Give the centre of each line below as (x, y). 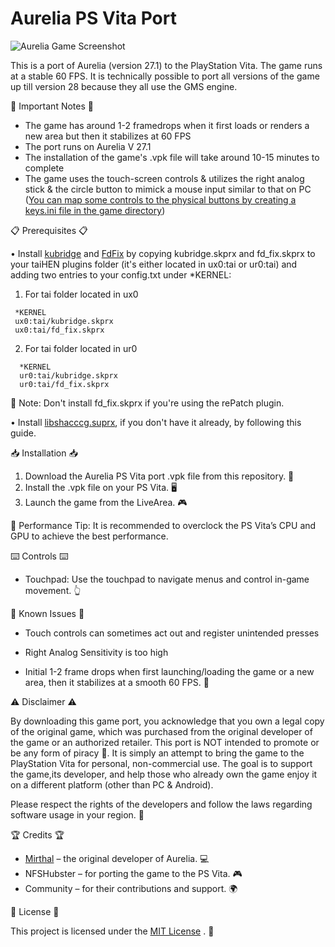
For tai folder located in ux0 (81, 294)
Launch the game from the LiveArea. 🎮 (106, 502)
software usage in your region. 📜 (77, 814)
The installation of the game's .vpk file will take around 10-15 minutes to (172, 157)
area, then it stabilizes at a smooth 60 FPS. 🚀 (117, 682)
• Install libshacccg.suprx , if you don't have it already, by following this (156, 422)
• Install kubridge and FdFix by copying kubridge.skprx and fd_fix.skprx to (163, 253)
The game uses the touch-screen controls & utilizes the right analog (164, 178)
